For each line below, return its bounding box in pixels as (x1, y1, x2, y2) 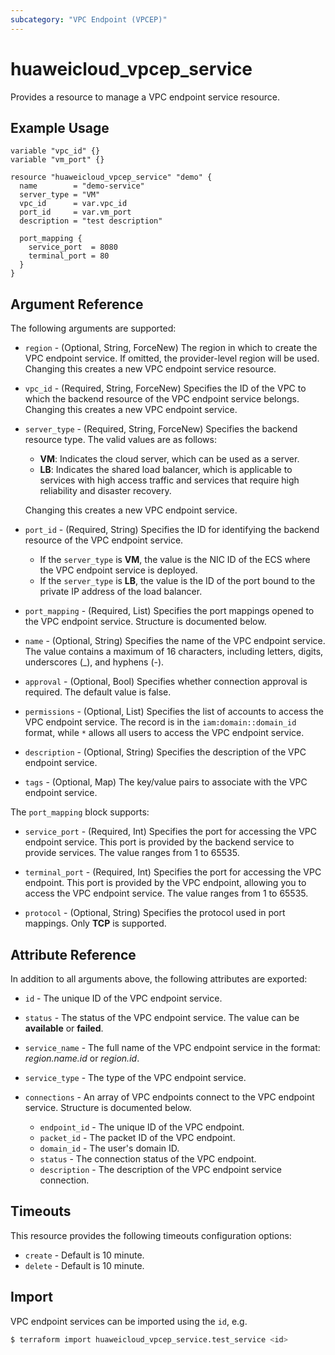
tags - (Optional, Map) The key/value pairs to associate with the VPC (24, 776, 308, 788)
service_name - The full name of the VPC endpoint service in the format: (24, 1042, 321, 1053)
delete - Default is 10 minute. (24, 1259, 145, 1271)
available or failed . (24, 1022, 104, 1034)
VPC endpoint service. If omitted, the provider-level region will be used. (24, 352, 320, 365)
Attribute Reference (10, 946, 137, 963)
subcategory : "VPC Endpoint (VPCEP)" (10, 14, 168, 25)
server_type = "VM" (19, 190, 101, 200)
